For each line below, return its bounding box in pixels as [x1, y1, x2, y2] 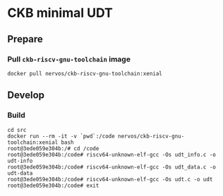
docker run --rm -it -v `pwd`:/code [7, 133, 115, 140]
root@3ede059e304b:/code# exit [7, 182, 100, 189]
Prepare [7, 33, 44, 45]
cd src [7, 126, 27, 133]
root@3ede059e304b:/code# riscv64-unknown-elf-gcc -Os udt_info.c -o [7, 151, 217, 158]
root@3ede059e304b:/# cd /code [7, 145, 100, 152]
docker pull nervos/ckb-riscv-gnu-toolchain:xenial [7, 70, 162, 77]
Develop [7, 90, 44, 102]
